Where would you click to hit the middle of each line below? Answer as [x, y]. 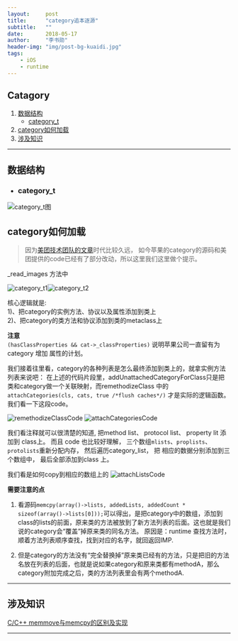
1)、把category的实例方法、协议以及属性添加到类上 [82, 311]
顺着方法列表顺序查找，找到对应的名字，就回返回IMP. [95, 539]
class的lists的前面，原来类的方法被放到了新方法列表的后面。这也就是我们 [124, 522]
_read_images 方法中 [38, 273]
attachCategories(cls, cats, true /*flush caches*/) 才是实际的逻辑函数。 [119, 395]
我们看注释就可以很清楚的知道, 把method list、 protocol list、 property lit [113, 432]
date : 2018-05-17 [42, 34]
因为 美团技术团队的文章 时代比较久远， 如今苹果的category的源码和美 [125, 250]
